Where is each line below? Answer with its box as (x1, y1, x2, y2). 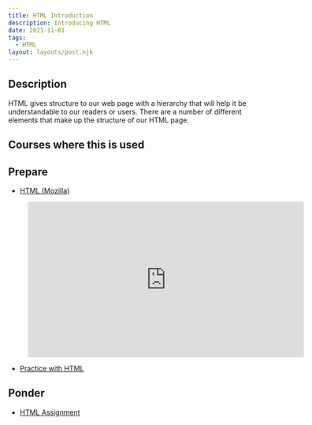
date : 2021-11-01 (8, 26, 65, 34)
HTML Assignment (19, 408, 80, 417)
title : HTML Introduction (8, 11, 93, 20)
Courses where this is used (8, 138, 145, 152)
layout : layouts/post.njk (8, 48, 93, 56)
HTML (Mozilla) (19, 186, 70, 196)
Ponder (8, 386, 45, 400)
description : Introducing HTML (8, 19, 111, 27)
